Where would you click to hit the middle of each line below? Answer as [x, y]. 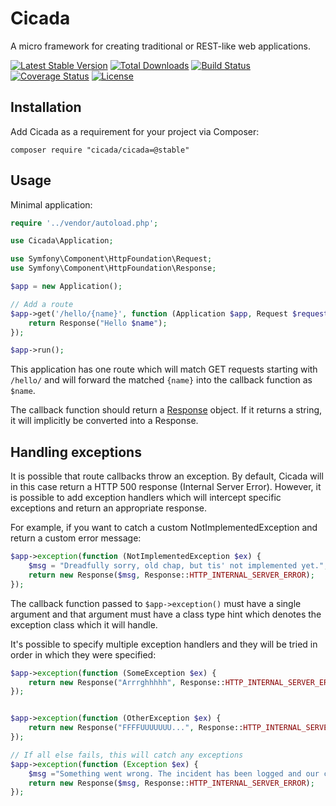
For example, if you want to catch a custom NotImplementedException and [164, 528]
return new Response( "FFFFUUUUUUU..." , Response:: [136, 728]
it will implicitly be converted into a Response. [104, 421]
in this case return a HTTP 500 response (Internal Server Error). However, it [166, 487]
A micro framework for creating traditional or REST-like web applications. [161, 46]
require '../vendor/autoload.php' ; [84, 223]
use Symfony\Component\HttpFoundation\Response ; [113, 268]
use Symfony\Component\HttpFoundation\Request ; [111, 259]
